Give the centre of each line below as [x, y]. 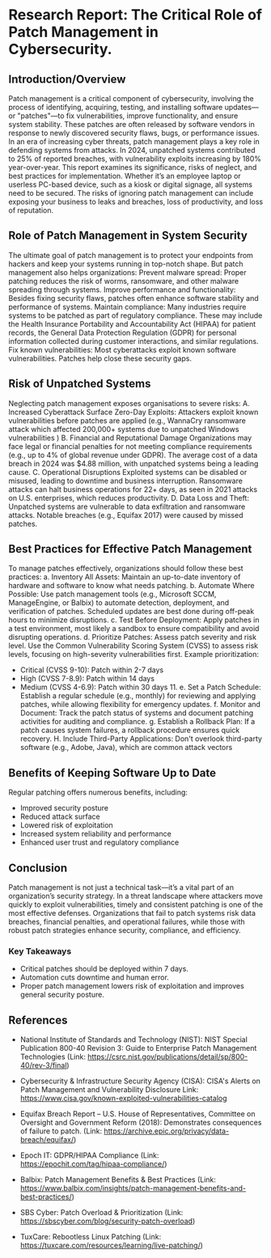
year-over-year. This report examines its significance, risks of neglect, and [133, 167]
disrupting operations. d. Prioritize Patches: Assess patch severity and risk [133, 637]
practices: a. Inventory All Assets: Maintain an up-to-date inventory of [125, 577]
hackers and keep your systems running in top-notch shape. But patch [126, 264]
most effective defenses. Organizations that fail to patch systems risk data [132, 913]
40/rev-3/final [43, 1065]
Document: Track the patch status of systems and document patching [137, 713]
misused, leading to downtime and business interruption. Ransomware [125, 481]
